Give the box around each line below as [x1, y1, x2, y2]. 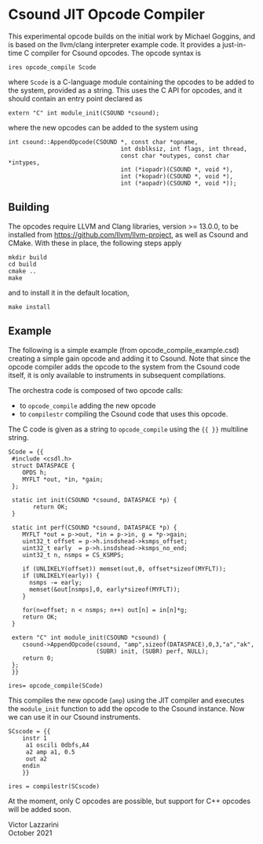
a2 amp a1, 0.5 [25, 748, 76, 756]
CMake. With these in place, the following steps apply [8, 238, 182, 248]
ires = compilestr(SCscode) [8, 782, 100, 791]
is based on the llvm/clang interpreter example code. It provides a [8, 39, 221, 49]
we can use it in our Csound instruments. [8, 712, 141, 721]
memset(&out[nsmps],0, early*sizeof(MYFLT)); [28, 585, 181, 593]
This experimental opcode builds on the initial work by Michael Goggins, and [8, 31, 256, 41]
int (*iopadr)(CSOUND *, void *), [120, 165, 234, 174]
